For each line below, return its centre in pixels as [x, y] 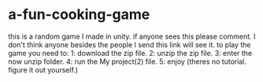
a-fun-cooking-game [79, 15]
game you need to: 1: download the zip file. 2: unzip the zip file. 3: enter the [130, 53]
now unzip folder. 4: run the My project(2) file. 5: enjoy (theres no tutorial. [127, 61]
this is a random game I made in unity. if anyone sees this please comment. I [132, 36]
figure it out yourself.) [43, 69]
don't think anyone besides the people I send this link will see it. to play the [130, 44]
